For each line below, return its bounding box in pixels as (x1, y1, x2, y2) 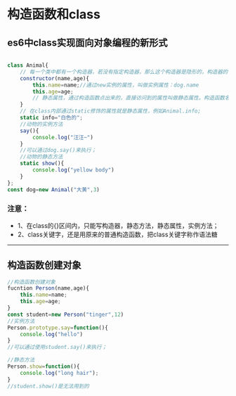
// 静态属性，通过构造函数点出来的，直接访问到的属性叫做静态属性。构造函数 (32, 94, 225, 102)
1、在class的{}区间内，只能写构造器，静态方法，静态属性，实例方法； (17, 221, 219, 229)
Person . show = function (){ (7, 363, 80, 370)
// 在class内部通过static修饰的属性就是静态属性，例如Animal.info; (20, 108, 202, 115)
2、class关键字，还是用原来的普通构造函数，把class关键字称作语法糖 (17, 230, 218, 238)
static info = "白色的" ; (20, 114, 83, 121)
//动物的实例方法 (20, 120, 63, 127)
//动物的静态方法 (20, 153, 63, 160)
